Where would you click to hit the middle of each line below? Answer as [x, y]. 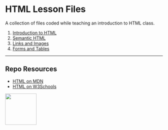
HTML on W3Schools [34, 86]
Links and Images [30, 43]
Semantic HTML [29, 38]
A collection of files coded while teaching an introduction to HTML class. [80, 23]
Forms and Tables [31, 48]
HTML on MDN [28, 81]
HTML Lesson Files [45, 9]
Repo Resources [31, 69]
